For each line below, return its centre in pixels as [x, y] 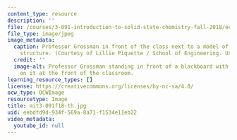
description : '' [31, 21]
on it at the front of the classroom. [77, 73]
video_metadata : [31, 119]
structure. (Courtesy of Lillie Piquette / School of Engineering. [121, 54]
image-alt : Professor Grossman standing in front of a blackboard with [121, 66]
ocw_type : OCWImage [36, 93]
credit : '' [30, 60]
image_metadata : [31, 40]
